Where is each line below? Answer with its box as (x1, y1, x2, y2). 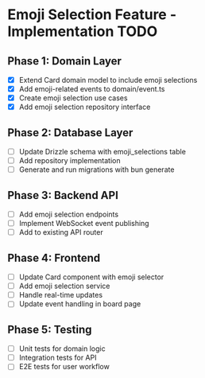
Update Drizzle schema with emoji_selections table (18, 147, 186, 157)
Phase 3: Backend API (7, 189, 118, 202)
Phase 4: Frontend (7, 251, 101, 264)
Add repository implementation (18, 156, 121, 166)
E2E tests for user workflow (18, 362, 110, 372)
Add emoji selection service (18, 281, 110, 291)
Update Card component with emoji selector (18, 272, 164, 282)
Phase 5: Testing (7, 322, 92, 336)
